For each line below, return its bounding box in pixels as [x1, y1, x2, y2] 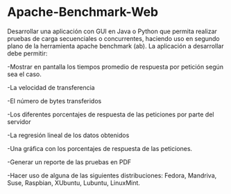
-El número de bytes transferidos [7, 96, 102, 105]
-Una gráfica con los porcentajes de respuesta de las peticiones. [7, 144, 193, 152]
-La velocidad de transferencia [7, 83, 95, 91]
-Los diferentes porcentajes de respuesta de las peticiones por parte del [7, 110, 214, 118]
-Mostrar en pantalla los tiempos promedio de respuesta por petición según [7, 62, 224, 71]
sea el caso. [7, 70, 42, 78]
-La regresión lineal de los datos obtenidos [7, 131, 130, 139]
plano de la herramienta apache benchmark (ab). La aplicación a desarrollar [7, 42, 224, 50]
